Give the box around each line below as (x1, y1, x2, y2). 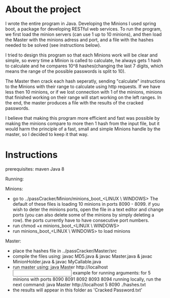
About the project (5, 4, 81, 15)
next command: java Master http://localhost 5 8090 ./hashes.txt (12, 281, 146, 287)
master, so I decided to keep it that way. (5, 131, 89, 137)
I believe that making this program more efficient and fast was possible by (5, 115, 160, 121)
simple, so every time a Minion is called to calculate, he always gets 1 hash (5, 57, 161, 63)
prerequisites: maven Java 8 (5, 166, 64, 172)
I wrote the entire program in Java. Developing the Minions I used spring (5, 20, 156, 26)
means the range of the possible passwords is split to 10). (5, 68, 126, 74)
